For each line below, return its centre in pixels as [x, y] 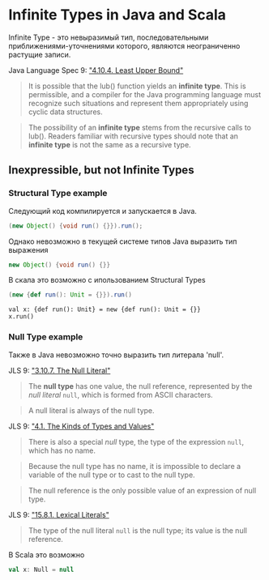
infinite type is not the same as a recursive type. [110, 144]
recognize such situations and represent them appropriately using [138, 103]
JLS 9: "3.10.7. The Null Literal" [60, 370]
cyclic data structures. [65, 112]
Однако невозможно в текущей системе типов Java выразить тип [123, 241]
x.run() [21, 317]
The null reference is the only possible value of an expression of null [142, 490]
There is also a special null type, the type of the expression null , [136, 441]
